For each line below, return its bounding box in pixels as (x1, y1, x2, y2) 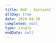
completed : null (5, 21, 38, 26)
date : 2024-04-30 (5, 16, 40, 21)
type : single (5, 26, 32, 31)
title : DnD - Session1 (5, 7, 51, 12)
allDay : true (5, 12, 32, 17)
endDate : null (5, 30, 34, 35)
